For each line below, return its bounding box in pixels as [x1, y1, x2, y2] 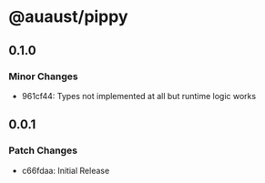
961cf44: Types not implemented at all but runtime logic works [21, 90, 257, 101]
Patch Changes [8, 144, 78, 157]
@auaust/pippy [8, 6, 128, 27]
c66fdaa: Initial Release [21, 165, 110, 176]
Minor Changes [8, 70, 78, 83]
